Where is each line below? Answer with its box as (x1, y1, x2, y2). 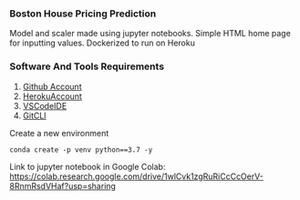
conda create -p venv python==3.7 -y (9, 145, 153, 155)
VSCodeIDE (22, 100, 67, 111)
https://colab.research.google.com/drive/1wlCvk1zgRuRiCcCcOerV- (9, 171, 264, 182)
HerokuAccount (22, 90, 82, 102)
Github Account (22, 81, 82, 92)
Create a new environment (9, 127, 109, 138)
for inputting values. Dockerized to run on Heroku (9, 37, 196, 48)
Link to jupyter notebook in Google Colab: (9, 161, 166, 172)
